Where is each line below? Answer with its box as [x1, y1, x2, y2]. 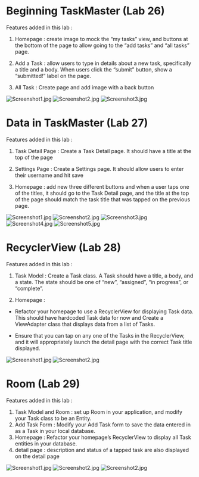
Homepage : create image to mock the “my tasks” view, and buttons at [14, 35, 188, 42]
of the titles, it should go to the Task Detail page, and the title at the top [14, 189, 189, 197]
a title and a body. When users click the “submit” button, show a [14, 66, 173, 73]
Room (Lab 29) [6, 377, 80, 391]
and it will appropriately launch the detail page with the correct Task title [14, 338, 192, 345]
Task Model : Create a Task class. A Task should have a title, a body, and [14, 272, 194, 279]
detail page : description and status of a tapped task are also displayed [14, 446, 189, 453]
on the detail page [14, 453, 60, 460]
